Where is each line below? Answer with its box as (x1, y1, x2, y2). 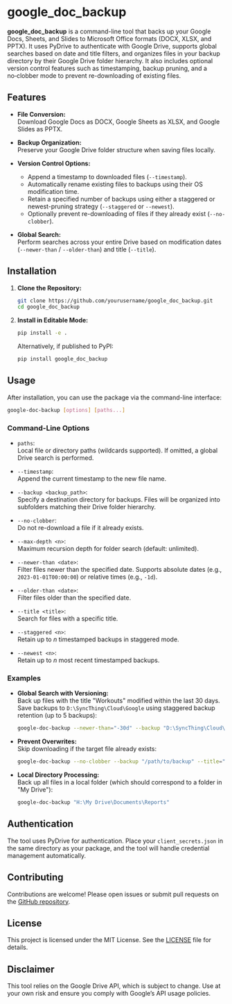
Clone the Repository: (17, 283, 82, 292)
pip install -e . (17, 329, 68, 337)
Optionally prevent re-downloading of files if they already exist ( (27, 209, 210, 217)
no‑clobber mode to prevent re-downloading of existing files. (7, 71, 181, 80)
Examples (7, 673, 42, 683)
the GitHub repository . (7, 897, 71, 905)
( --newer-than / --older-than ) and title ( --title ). (17, 245, 157, 254)
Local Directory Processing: (17, 771, 100, 779)
